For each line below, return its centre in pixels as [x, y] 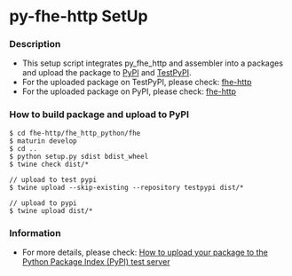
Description [35, 44]
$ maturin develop [43, 141]
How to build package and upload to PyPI [99, 114]
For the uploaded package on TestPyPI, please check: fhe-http [137, 83]
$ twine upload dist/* [51, 210]
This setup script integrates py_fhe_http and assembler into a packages [153, 63]
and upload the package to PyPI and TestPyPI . [107, 73]
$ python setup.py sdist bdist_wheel [79, 156]
